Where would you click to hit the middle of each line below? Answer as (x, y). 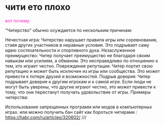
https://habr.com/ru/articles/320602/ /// (46, 117)
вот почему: (18, 21)
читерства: (17, 97)
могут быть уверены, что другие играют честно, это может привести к (81, 87)
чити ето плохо (38, 7)
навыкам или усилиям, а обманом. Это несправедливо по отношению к (82, 61)
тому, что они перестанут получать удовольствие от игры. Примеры (78, 92)
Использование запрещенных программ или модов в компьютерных (79, 107)
